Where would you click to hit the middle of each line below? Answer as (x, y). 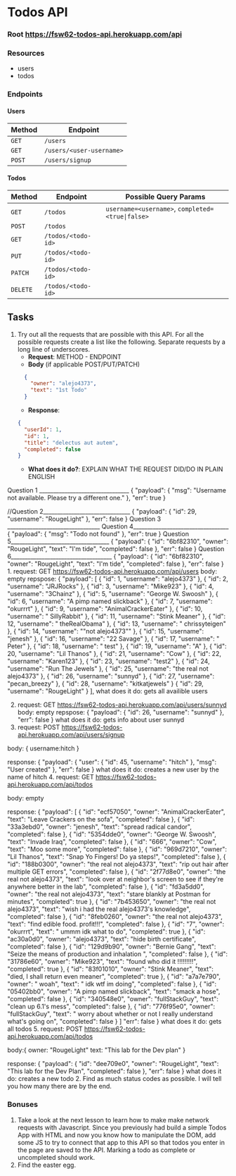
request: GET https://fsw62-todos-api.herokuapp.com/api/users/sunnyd (122, 705)
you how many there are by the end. (60, 1087)
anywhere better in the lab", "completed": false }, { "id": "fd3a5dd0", (106, 887)
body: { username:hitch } (43, 748)
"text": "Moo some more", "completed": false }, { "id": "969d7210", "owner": (117, 849)
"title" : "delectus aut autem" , (71, 442)
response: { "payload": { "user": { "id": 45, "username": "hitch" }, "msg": (112, 762)
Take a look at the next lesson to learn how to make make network (113, 1120)
